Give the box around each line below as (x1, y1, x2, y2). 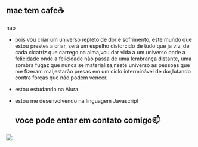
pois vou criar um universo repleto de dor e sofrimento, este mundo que (14, 36, 192, 43)
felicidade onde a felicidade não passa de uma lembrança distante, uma (14, 55, 192, 62)
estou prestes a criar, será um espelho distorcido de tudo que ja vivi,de (14, 42, 190, 50)
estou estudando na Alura (14, 85, 79, 93)
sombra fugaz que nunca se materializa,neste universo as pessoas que (14, 61, 190, 68)
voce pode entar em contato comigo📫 (14, 115, 161, 125)
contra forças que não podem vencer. (14, 74, 108, 81)
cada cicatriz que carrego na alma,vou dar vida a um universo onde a (14, 48, 186, 56)
